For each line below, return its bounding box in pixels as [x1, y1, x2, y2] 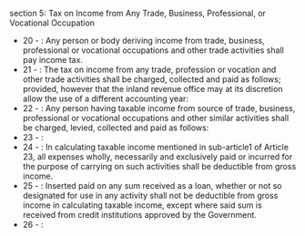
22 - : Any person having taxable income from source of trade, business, [22, 103, 296, 113]
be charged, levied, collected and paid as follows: [22, 122, 209, 133]
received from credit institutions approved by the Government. [22, 210, 258, 220]
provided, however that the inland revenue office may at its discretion [22, 84, 283, 94]
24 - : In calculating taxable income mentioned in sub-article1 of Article [22, 141, 290, 152]
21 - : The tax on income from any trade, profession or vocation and [22, 64, 277, 75]
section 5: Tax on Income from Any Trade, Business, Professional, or [9, 8, 267, 18]
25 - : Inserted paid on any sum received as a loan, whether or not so [22, 180, 282, 191]
